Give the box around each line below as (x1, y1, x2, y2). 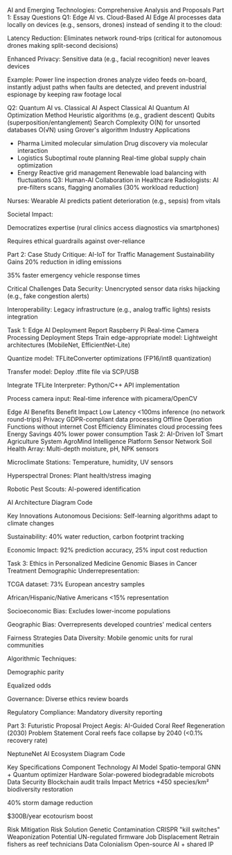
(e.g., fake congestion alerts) (7, 292, 90, 300)
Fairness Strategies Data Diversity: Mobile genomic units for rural (7, 633, 193, 642)
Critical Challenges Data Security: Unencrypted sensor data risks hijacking (7, 285, 220, 293)
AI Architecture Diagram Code (7, 498, 93, 506)
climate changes (7, 519, 54, 527)
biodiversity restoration (7, 785, 73, 793)
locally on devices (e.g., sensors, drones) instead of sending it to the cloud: (7, 21, 222, 28)
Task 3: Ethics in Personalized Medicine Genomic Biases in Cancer (7, 559, 197, 567)
